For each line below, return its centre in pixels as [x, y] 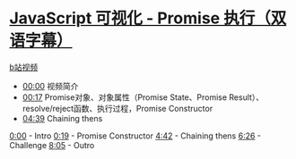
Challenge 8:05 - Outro [52, 145]
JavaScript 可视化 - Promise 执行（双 [148, 18]
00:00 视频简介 [50, 86]
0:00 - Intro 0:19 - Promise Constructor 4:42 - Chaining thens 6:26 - [135, 136]
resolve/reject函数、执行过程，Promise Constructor [118, 108]
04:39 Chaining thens [62, 118]
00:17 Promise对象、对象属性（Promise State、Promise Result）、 [143, 97]
